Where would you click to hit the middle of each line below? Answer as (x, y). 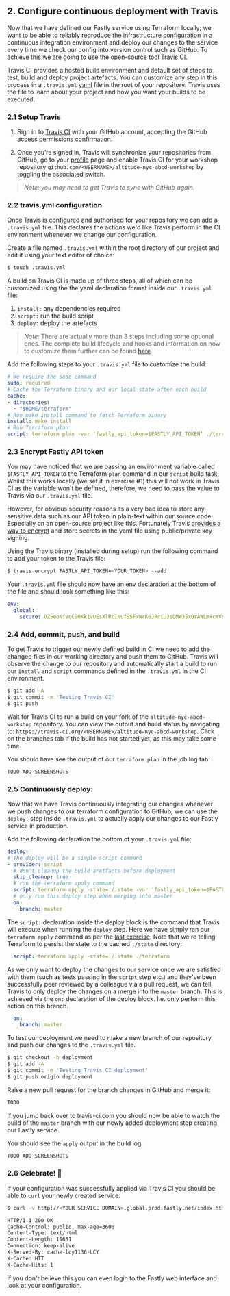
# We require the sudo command (52, 377)
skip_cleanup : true (41, 877)
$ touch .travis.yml (37, 268)
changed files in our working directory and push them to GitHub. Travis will (113, 657)
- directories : (29, 402)
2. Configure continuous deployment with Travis (113, 11)
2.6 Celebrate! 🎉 (35, 1173)
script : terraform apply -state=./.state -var (81, 890)
